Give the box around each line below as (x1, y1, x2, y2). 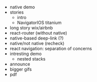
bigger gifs (9, 66, 32, 72)
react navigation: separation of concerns (9, 46, 92, 51)
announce (9, 61, 30, 67)
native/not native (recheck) (9, 41, 65, 46)
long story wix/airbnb (9, 25, 53, 31)
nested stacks (17, 56, 46, 61)
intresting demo (9, 51, 42, 57)
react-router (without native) (9, 30, 68, 36)
